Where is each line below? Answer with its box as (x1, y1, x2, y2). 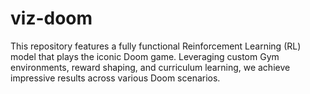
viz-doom (10, 7, 93, 30)
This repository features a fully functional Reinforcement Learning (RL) (10, 40, 302, 52)
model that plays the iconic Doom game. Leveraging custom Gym (10, 50, 280, 62)
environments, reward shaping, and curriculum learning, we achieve (10, 61, 291, 73)
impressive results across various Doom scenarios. (10, 72, 221, 84)
